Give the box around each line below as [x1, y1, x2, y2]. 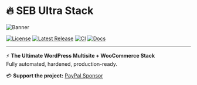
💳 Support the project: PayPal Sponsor [6, 72, 103, 79]
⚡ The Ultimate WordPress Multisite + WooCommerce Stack [6, 52, 155, 59]
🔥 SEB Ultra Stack [6, 4, 94, 17]
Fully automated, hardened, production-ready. [6, 60, 117, 68]
